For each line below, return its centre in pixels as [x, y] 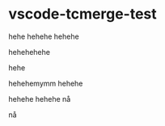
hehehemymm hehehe [46, 83]
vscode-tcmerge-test [83, 14]
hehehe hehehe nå [40, 99]
